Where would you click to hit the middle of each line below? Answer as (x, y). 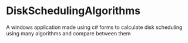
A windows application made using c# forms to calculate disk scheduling (94, 27)
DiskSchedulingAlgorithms (73, 11)
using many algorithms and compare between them (68, 33)
